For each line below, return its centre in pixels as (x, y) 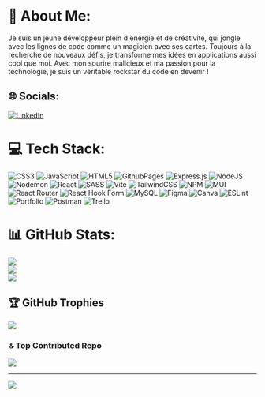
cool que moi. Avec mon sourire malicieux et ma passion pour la (112, 63)
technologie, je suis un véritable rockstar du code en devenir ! (108, 71)
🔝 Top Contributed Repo (55, 346)
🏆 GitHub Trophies (56, 303)
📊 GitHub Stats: (62, 234)
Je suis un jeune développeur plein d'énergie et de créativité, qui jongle (124, 38)
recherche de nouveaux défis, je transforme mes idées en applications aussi (132, 54)
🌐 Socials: (34, 97)
